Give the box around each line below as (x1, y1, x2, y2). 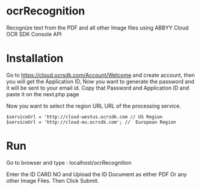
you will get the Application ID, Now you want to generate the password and (6, 78, 194, 85)
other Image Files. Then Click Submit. (6, 177, 99, 184)
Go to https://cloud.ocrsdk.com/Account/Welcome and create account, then (6, 71, 196, 79)
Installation (6, 52, 64, 66)
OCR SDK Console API (6, 30, 62, 37)
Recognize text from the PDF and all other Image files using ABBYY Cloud (6, 24, 189, 31)
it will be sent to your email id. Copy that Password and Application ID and (6, 84, 190, 91)
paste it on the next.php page (6, 90, 79, 97)
